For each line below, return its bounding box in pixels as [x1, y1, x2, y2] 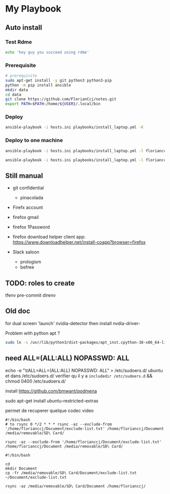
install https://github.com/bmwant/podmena [5, 388, 97, 394]
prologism [20, 259, 41, 265]
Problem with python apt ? [5, 330, 60, 336]
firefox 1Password [12, 224, 50, 230]
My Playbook [5, 3, 62, 15]
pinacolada [20, 195, 44, 201]
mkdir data [5, 87, 28, 93]
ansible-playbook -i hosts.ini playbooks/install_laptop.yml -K [5, 125, 144, 130]
